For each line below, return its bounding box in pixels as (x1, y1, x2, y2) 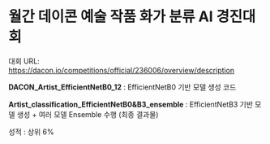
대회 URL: (8, 56, 41, 66)
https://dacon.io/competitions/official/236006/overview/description (8, 65, 235, 75)
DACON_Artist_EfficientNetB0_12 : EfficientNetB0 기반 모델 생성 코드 (8, 82, 237, 92)
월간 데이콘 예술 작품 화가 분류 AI (8, 7, 213, 26)
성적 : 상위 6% (8, 127, 54, 137)
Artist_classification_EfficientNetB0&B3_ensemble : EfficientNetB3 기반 (8, 99, 254, 109)
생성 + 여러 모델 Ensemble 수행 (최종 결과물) (16, 109, 159, 119)
